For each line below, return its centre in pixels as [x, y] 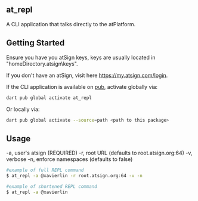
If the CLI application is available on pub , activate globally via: [82, 86]
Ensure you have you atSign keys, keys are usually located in [81, 57]
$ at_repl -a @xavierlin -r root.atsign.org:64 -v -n [75, 176]
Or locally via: [23, 109]
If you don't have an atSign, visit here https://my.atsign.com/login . [87, 75]
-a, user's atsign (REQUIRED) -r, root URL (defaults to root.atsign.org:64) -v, [99, 153]
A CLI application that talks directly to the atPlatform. [71, 24]
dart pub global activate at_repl [49, 98]
